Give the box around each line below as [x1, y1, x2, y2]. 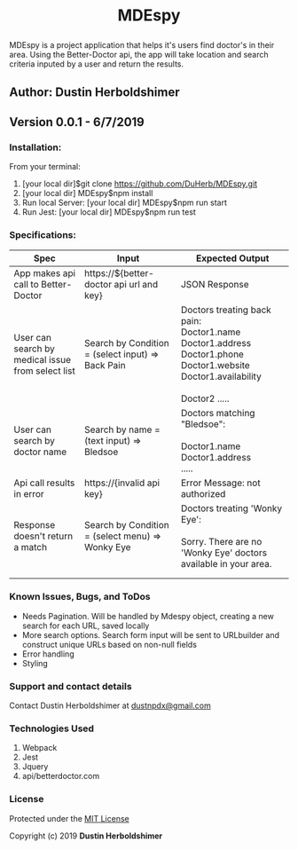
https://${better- [83, 267, 155, 279]
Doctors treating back [180, 303, 272, 316]
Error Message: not [180, 476, 261, 489]
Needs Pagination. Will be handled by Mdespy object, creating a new [21, 610, 275, 621]
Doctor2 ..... [180, 392, 230, 405]
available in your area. [180, 557, 272, 570]
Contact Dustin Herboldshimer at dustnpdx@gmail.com [9, 700, 211, 711]
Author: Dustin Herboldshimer [9, 84, 180, 99]
